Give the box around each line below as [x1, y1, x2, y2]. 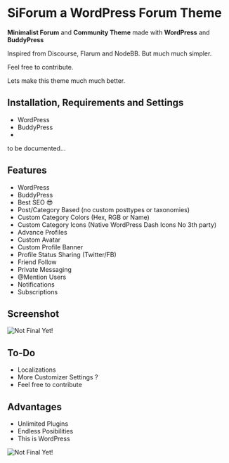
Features [7, 164, 47, 176]
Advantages [7, 400, 62, 412]
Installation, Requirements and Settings [7, 97, 184, 109]
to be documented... [7, 144, 66, 152]
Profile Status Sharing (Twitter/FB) [17, 250, 117, 259]
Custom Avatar [17, 235, 61, 244]
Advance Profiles [17, 228, 68, 236]
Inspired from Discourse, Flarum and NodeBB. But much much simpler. [7, 49, 212, 58]
